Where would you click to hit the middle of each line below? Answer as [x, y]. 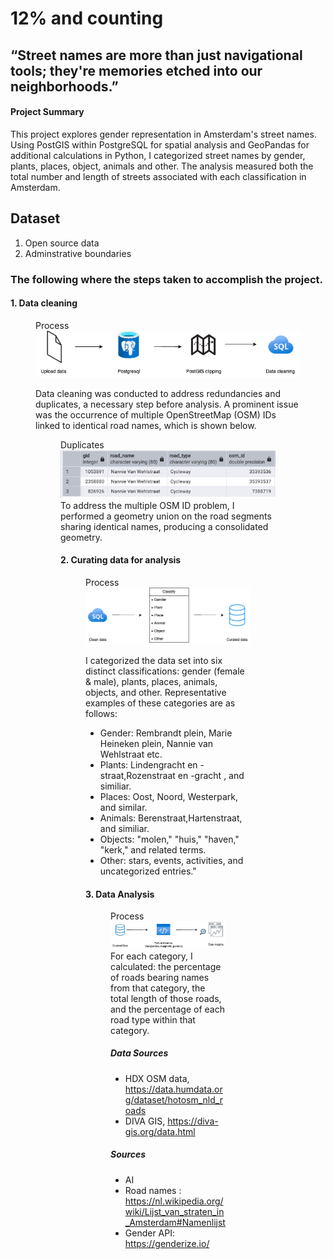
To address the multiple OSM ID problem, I [147, 505]
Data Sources [139, 1053]
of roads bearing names [160, 977]
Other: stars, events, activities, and [171, 860]
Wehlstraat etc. [131, 754]
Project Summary [47, 112]
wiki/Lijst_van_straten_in [174, 1211]
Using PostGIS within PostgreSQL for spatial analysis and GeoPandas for [160, 144]
